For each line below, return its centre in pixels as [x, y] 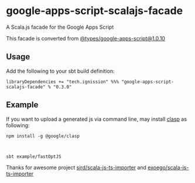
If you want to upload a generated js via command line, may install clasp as [97, 119]
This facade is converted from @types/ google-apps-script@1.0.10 [86, 38]
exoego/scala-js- [168, 167]
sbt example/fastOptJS [34, 157]
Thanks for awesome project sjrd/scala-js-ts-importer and [76, 167]
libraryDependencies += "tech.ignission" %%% [62, 82]
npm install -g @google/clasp [43, 136]
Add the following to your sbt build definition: [60, 71]
